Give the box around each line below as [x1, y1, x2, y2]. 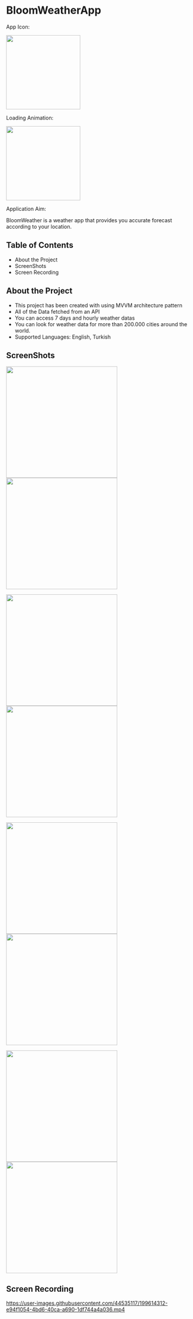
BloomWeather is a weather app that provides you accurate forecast [6, 216, 173, 223]
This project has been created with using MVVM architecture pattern [14, 301, 182, 309]
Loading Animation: [6, 114, 54, 121]
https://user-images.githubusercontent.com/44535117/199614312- [6, 1299, 168, 1307]
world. [14, 327, 31, 334]
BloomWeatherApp [6, 4, 102, 17]
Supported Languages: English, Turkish [14, 333, 111, 340]
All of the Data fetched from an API [14, 308, 100, 315]
